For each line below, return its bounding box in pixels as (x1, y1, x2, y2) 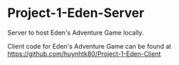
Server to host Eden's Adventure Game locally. (7, 28, 144, 37)
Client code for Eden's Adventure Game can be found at (7, 42, 172, 50)
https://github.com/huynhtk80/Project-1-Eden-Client (7, 49, 161, 58)
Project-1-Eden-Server (7, 5, 144, 21)
